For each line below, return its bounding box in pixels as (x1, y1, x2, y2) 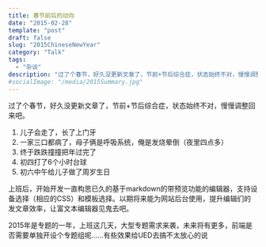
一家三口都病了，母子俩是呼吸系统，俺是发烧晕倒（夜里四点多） (19, 137, 228, 146)
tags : (8, 56, 26, 64)
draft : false (8, 33, 51, 42)
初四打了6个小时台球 (19, 157, 87, 166)
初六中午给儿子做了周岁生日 (19, 167, 111, 177)
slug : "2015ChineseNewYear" (8, 41, 101, 49)
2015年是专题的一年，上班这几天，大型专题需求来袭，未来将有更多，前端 (8, 220, 246, 230)
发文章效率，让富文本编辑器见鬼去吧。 (8, 203, 133, 213)
